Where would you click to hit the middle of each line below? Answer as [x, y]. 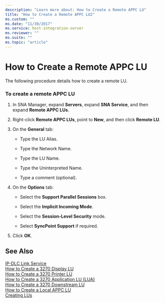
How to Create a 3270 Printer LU [39, 274]
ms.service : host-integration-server [44, 28]
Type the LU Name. [40, 158]
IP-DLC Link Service [26, 263]
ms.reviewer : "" [22, 33]
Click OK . [22, 236]
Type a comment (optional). [48, 177]
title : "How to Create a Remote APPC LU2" [50, 14]
